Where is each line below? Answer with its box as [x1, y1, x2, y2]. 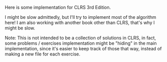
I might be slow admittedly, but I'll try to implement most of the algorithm [5, 14, 157, 20]
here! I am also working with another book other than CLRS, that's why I [5, 20, 155, 25]
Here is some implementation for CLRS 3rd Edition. [5, 5, 111, 10]
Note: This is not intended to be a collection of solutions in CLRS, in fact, [5, 35, 156, 41]
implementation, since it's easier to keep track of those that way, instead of [5, 46, 162, 51]
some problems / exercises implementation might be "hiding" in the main [5, 40, 157, 46]
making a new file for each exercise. [5, 51, 81, 57]
